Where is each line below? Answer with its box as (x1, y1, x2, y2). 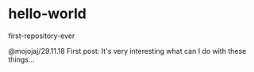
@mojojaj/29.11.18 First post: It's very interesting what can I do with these (8, 46, 247, 55)
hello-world (8, 5, 87, 23)
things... (8, 55, 35, 64)
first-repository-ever (8, 31, 75, 40)
